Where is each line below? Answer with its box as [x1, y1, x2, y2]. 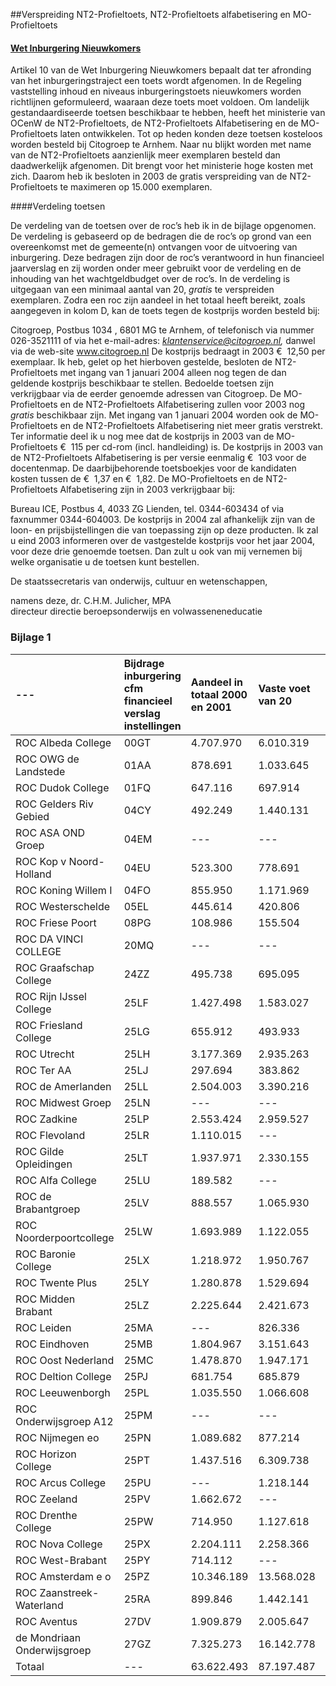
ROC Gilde [15, 1144, 65, 1158]
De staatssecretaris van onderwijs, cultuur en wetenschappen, [10, 575, 268, 588]
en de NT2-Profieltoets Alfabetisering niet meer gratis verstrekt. [59, 420, 323, 432]
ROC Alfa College [15, 1173, 97, 1187]
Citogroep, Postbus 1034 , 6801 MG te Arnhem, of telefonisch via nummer [10, 324, 315, 336]
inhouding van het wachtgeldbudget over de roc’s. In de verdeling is [10, 273, 290, 285]
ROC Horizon [15, 1447, 77, 1461]
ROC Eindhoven [15, 1337, 90, 1351]
